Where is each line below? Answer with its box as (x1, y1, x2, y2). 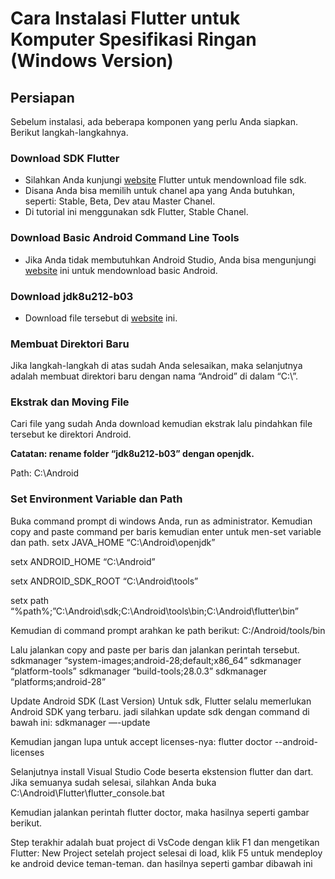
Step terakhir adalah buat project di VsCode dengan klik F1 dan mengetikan (10, 836, 320, 848)
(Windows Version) (10, 50, 174, 72)
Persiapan (10, 89, 75, 106)
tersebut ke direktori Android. (10, 428, 132, 441)
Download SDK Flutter (10, 151, 120, 165)
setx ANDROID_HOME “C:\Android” (10, 555, 156, 567)
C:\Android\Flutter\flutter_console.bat (10, 787, 165, 799)
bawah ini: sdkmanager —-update (10, 716, 151, 728)
